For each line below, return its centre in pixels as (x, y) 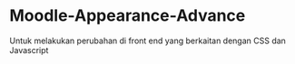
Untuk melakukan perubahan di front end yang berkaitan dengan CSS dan (147, 41)
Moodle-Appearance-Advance (128, 16)
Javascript (29, 50)
